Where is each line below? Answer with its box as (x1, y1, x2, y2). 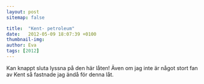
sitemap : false (6, 15, 45, 21)
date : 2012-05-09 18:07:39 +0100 (6, 31, 97, 37)
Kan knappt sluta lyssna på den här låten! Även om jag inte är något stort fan (6, 64, 198, 71)
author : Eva (6, 42, 37, 48)
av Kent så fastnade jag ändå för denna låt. (6, 71, 114, 78)
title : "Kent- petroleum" (6, 25, 75, 31)
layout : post (6, 8, 40, 15)
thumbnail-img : (6, 37, 45, 43)
